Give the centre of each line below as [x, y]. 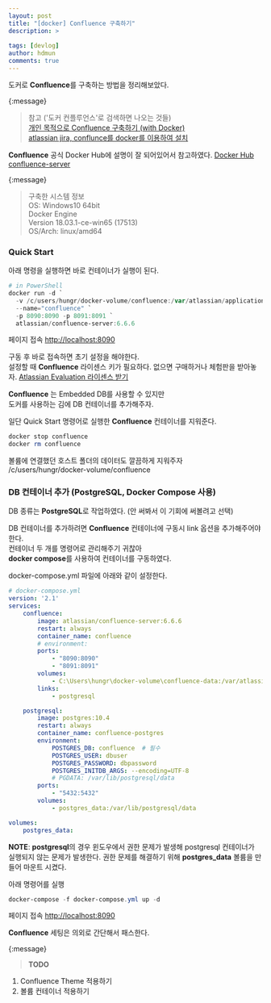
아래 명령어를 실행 [36, 884]
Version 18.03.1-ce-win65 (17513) [83, 222]
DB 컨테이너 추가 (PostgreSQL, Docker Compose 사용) [112, 492]
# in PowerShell [35, 286]
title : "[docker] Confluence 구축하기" [72, 23]
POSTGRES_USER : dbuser [90, 755]
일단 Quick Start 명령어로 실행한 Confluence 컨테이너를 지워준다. [113, 421]
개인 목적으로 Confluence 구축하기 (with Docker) [106, 127]
